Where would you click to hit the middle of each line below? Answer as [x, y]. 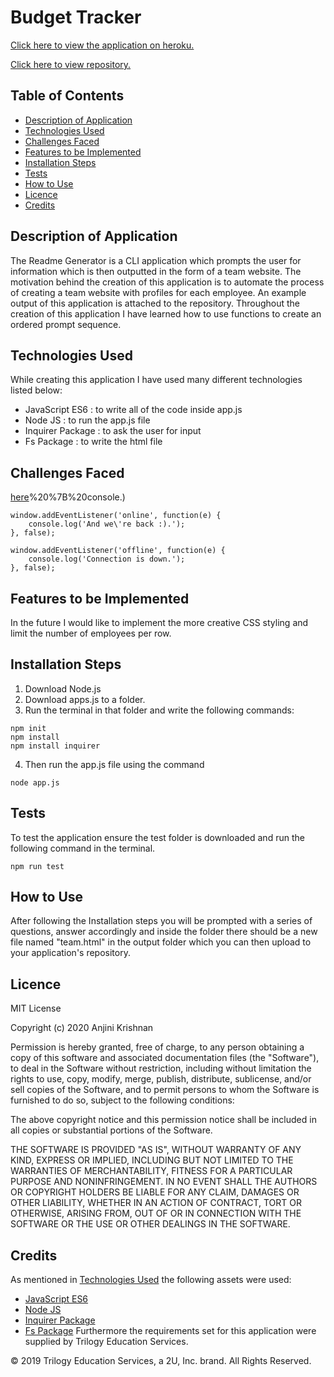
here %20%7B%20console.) [68, 497]
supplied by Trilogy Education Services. [106, 1342]
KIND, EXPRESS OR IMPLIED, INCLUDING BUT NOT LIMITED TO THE [152, 1160]
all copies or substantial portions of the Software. [111, 1130]
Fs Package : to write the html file [93, 442]
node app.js [35, 782]
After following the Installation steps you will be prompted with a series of [161, 921]
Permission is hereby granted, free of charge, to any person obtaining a [157, 1047]
